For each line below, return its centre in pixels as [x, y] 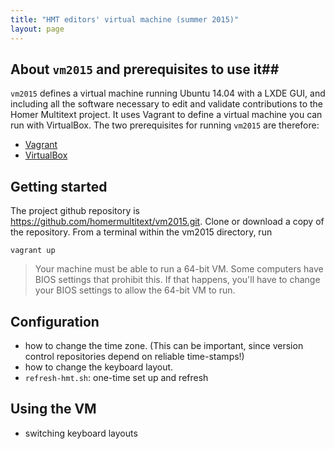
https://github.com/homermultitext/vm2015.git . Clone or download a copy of [167, 222]
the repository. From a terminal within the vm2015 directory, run [141, 232]
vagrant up [33, 251]
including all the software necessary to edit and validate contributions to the [167, 104]
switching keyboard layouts [81, 433]
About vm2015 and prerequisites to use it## [145, 69]
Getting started [59, 186]
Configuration [55, 321]
